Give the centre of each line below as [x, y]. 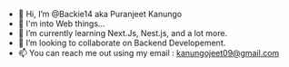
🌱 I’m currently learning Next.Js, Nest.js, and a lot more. [123, 33]
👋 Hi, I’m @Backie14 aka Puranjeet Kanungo [100, 14]
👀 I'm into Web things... [61, 24]
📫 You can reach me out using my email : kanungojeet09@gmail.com [149, 53]
